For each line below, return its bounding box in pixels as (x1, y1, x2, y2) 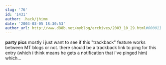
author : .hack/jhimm (5, 16, 48, 21)
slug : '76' (5, 7, 28, 12)
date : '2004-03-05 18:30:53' (5, 21, 66, 26)
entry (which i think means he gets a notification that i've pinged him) (5, 50, 148, 56)
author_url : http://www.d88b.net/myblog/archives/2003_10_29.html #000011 (5, 26, 162, 31)
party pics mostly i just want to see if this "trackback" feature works (5, 39, 146, 45)
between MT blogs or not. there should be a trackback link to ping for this (5, 45, 157, 51)
